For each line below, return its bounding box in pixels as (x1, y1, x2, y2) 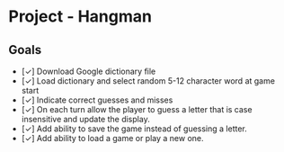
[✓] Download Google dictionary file (21, 66, 156, 76)
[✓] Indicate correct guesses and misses (21, 94, 173, 105)
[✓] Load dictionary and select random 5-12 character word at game (21, 76, 276, 86)
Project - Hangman (8, 6, 152, 27)
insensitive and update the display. (21, 114, 150, 124)
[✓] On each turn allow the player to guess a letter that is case (21, 104, 253, 114)
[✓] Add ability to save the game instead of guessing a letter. (21, 123, 248, 134)
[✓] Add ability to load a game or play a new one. (21, 133, 204, 143)
